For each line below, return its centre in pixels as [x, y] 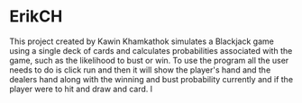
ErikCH [36, 17]
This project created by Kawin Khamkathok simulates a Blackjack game [142, 41]
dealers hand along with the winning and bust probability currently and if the [151, 79]
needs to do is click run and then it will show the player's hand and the [140, 70]
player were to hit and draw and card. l [81, 89]
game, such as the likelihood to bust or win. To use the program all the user [149, 60]
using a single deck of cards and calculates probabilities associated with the [151, 50]
